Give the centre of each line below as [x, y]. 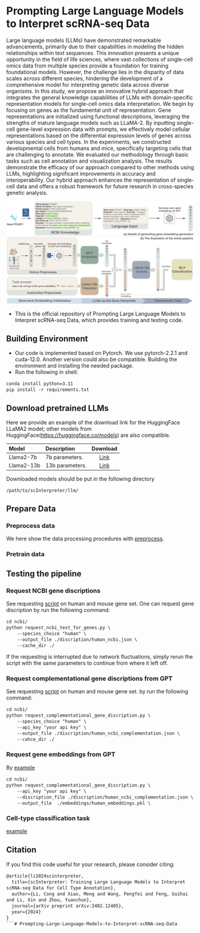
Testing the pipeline [44, 573]
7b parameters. [64, 457]
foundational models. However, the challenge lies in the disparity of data [95, 72]
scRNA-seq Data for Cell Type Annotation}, [61, 888]
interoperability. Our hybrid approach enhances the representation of [91, 180]
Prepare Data [31, 509]
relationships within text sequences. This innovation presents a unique [93, 53]
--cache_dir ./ [36, 646]
